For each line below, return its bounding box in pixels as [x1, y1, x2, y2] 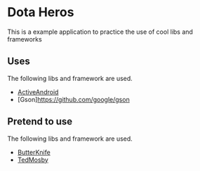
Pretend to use [7, 115, 73, 127]
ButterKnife [17, 148, 51, 156]
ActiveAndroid [17, 87, 59, 96]
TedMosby [17, 156, 49, 164]
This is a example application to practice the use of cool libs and [7, 27, 193, 36]
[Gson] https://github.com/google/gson [17, 95, 130, 103]
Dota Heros [7, 4, 74, 20]
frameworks [7, 34, 42, 43]
